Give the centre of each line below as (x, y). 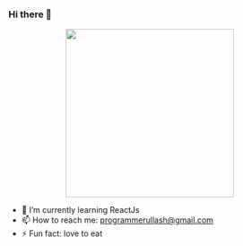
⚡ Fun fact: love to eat (62, 233)
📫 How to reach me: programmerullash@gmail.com (117, 220)
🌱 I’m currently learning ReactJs (80, 210)
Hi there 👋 (30, 14)
